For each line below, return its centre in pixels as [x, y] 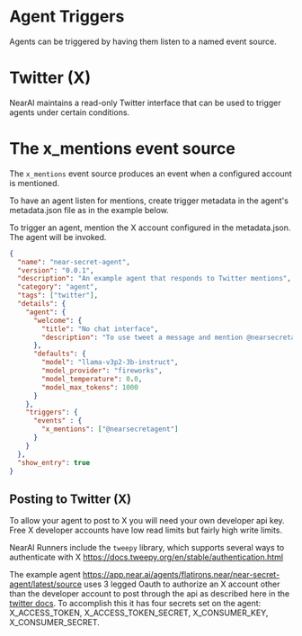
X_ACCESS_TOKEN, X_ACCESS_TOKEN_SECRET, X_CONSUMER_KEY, [139, 613]
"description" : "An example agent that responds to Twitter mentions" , [155, 279]
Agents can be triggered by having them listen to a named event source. [143, 41]
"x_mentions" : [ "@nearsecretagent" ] [110, 429]
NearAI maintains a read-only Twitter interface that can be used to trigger [145, 103]
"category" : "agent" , [58, 287]
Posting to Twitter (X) [71, 499]
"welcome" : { [58, 320]
